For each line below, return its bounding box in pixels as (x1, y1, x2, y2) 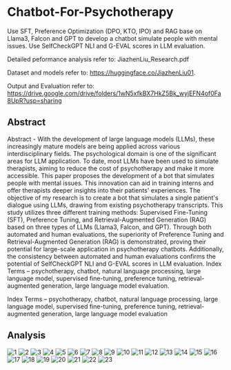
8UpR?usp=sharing (7, 96, 62, 104)
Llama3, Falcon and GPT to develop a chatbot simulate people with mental (7, 34, 219, 42)
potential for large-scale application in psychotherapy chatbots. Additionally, (7, 244, 224, 253)
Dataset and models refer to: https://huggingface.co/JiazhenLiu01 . (7, 68, 196, 77)
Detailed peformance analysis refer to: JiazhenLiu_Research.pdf (7, 55, 190, 63)
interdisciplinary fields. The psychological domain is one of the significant (7, 149, 217, 157)
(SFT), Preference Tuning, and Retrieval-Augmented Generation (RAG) (7, 215, 207, 224)
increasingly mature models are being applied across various (7, 142, 181, 150)
